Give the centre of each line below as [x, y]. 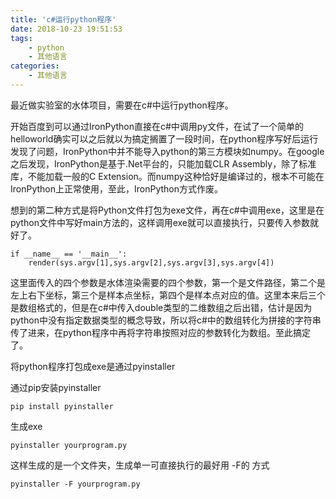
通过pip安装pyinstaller [56, 387]
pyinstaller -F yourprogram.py [75, 484]
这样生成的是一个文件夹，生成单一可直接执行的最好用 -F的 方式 [140, 465]
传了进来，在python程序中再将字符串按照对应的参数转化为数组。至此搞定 [160, 332]
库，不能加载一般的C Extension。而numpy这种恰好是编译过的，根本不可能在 [167, 176]
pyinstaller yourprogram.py [69, 445]
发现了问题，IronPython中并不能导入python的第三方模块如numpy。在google [167, 151]
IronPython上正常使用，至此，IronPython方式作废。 [117, 188]
